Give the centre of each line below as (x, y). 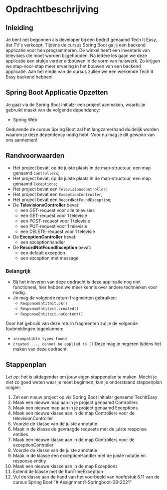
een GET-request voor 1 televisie (54, 215)
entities (20, 434)
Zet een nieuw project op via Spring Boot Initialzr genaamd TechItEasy (85, 397)
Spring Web (25, 119)
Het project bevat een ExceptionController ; (58, 194)
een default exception (43, 252)
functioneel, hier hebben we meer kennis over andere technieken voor (85, 287)
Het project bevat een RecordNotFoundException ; (62, 199)
